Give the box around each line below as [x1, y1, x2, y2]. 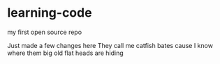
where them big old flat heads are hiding [7, 49, 124, 57]
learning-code [7, 5, 92, 21]
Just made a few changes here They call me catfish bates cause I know [7, 41, 213, 49]
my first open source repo [7, 28, 82, 36]
